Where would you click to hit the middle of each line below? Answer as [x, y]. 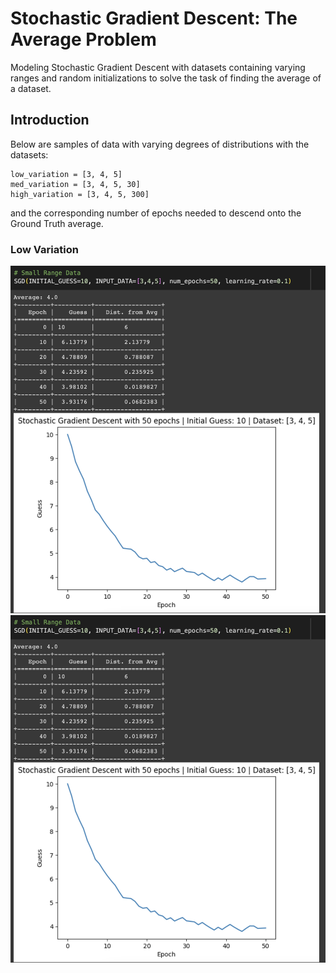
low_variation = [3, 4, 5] [66, 174]
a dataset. [31, 88]
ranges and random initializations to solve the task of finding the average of [166, 78]
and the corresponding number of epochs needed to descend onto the [156, 213]
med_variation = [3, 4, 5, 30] [75, 184]
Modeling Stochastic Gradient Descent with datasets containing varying [158, 67]
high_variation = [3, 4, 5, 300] [80, 194]
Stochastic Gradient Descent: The [154, 18]
